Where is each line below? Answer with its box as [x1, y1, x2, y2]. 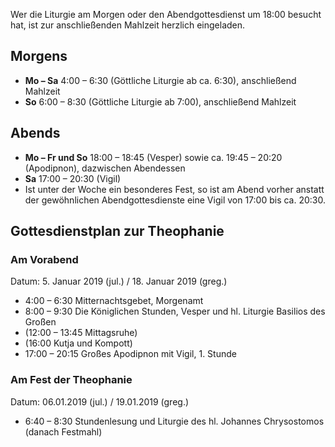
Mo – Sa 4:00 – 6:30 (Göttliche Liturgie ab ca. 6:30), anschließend [24, 74, 297, 86]
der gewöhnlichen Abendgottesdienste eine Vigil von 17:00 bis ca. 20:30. [24, 194, 327, 206]
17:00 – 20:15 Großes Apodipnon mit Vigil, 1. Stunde [24, 348, 237, 360]
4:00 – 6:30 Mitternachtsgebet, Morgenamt [24, 295, 204, 307]
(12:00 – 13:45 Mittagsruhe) [24, 327, 138, 339]
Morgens [10, 48, 68, 65]
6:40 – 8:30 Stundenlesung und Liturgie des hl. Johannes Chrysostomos [24, 415, 325, 427]
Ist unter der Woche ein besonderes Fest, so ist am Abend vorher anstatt [24, 183, 325, 195]
